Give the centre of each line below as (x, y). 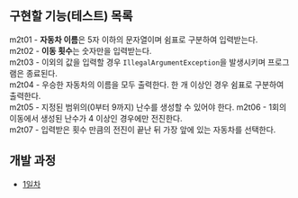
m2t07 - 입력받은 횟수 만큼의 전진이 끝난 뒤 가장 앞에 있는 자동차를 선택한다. (143, 130)
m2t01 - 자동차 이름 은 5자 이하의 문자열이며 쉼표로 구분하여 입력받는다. (134, 40)
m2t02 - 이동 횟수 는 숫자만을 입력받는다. (81, 50)
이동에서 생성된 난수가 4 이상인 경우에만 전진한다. (96, 118)
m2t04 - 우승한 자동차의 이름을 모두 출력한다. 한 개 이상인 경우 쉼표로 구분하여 (147, 85)
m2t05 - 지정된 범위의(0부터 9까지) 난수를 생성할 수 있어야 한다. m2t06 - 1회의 (148, 107)
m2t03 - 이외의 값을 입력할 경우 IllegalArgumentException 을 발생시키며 (137, 62)
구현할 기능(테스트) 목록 (71, 16)
